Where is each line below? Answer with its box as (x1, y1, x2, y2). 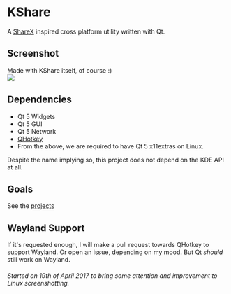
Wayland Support (7, 222, 85, 234)
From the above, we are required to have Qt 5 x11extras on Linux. (17, 141, 204, 150)
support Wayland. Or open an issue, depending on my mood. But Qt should (7, 248, 223, 256)
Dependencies (7, 94, 72, 106)
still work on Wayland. (7, 255, 71, 264)
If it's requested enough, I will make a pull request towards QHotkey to (7, 241, 209, 249)
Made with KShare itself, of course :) (7, 66, 112, 74)
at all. (7, 162, 23, 171)
